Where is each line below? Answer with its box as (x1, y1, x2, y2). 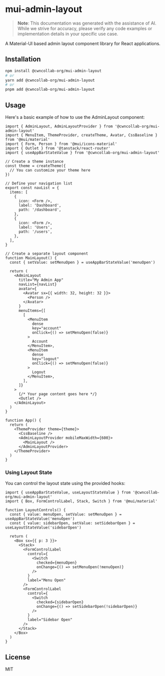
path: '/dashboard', (18, 207, 61, 212)
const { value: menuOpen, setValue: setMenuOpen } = (9, 512, 122, 517)
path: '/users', (18, 229, 52, 234)
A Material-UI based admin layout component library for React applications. (5, 40, 161, 46)
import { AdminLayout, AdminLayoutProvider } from (5, 124, 113, 129)
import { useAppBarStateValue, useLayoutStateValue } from (5, 490, 131, 495)
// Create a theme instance (5, 159, 64, 164)
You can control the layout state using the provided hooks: (5, 480, 125, 486)
